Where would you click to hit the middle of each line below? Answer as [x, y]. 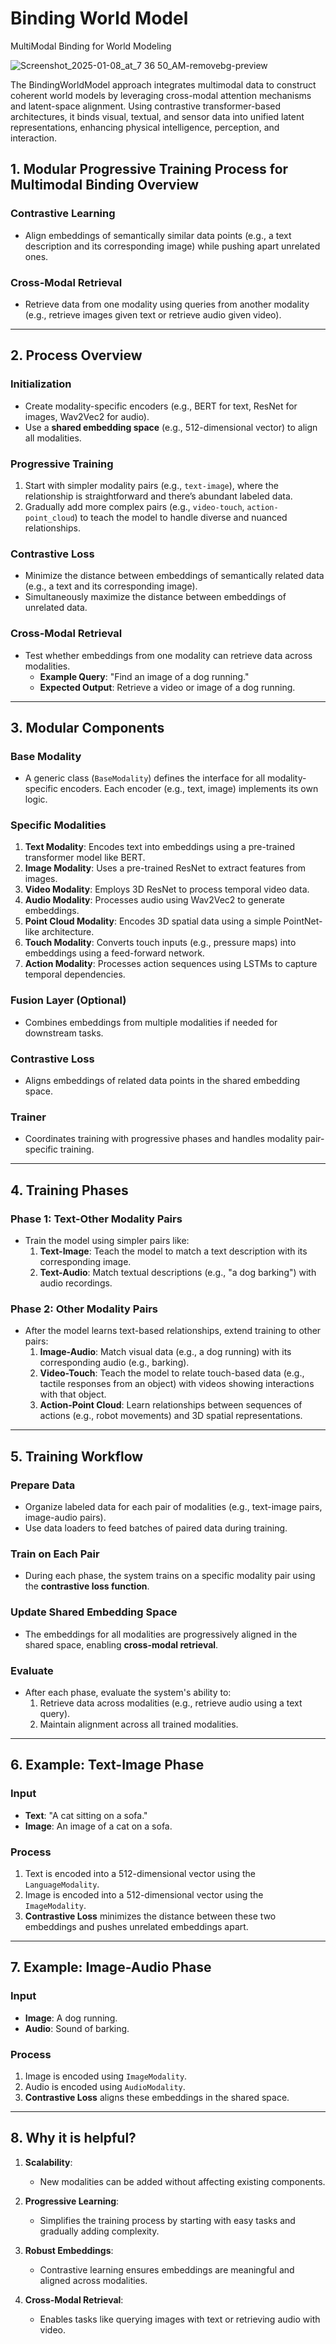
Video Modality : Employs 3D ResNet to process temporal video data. [167, 889]
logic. [36, 799]
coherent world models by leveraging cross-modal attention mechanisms [161, 95]
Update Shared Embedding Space [94, 1612]
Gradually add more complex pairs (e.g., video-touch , [134, 506]
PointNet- [303, 921]
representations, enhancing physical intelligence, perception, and [145, 127]
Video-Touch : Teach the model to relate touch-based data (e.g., [172, 1373]
